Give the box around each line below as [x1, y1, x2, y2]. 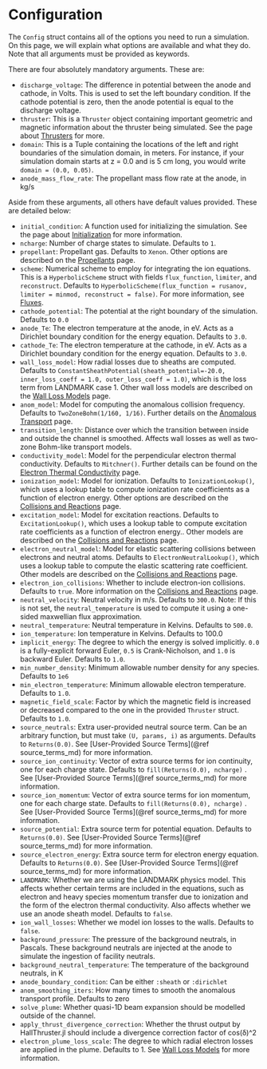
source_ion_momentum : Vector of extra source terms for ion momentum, [19, 789, 251, 800]
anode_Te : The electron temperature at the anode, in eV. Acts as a [19, 323, 234, 332]
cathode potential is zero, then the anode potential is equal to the [19, 97, 234, 106]
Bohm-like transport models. [38, 442, 132, 451]
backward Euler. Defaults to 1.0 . [19, 654, 126, 664]
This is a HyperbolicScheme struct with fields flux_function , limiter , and [19, 272, 257, 281]
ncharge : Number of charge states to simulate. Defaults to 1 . [19, 238, 217, 248]
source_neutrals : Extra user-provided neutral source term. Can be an [19, 721, 247, 732]
